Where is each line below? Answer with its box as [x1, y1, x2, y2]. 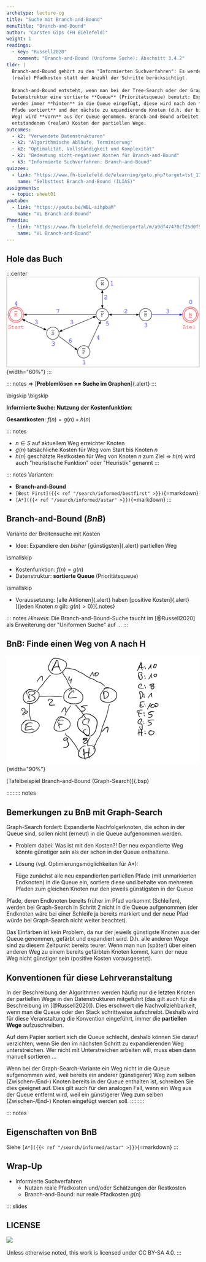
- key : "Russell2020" [12, 49, 67, 55]
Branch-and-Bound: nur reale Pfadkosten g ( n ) [24, 1190, 141, 1198]
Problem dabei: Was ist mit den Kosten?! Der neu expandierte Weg [15, 842, 183, 849]
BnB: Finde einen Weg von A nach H [6, 639, 146, 649]
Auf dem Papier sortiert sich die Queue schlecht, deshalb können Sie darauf [6, 1033, 199, 1040]
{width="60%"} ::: [6, 368, 52, 375]
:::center [6, 270, 28, 278]
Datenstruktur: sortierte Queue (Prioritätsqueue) [15, 572, 139, 580]
